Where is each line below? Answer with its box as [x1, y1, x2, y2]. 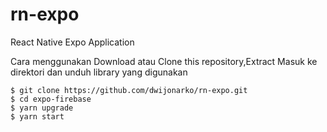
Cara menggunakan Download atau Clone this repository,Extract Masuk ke [10, 55, 318, 67]
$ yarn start [10, 111, 65, 122]
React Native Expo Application [10, 36, 135, 48]
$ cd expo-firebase [10, 94, 92, 104]
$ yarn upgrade [10, 103, 74, 113]
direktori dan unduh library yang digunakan [10, 66, 188, 78]
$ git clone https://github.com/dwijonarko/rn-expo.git [10, 85, 248, 95]
